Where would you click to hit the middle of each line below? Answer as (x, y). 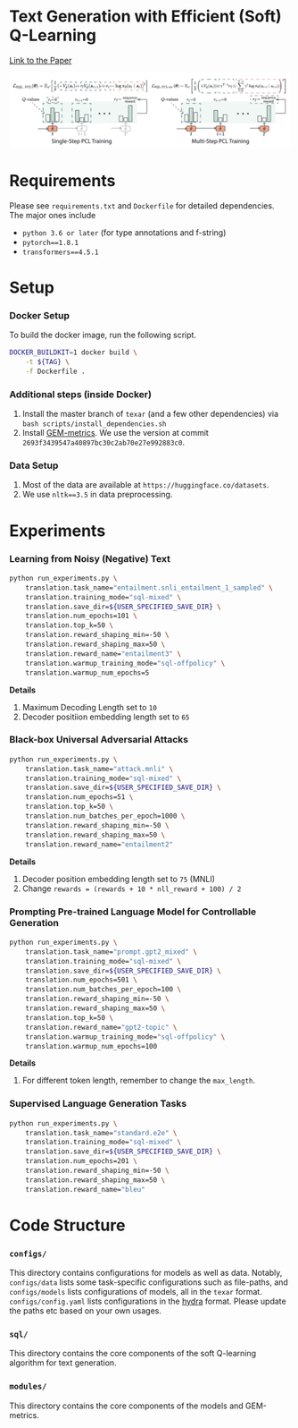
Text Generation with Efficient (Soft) (145, 17)
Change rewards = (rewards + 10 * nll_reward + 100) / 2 (132, 888)
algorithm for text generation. (63, 1363)
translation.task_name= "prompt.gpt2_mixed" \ (112, 952)
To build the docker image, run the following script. (103, 335)
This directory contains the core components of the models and (126, 1406)
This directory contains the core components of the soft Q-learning (133, 1354)
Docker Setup (39, 315)
